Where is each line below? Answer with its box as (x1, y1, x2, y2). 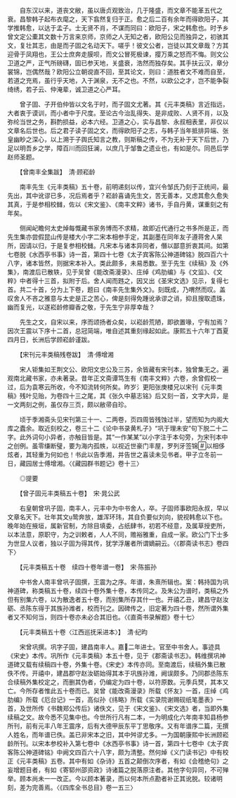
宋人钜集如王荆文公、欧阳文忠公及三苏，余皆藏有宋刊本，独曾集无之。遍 (19, 365, 229, 374)
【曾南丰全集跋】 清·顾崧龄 (19, 168, 96, 176)
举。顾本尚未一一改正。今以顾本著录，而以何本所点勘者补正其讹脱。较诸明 (7, 775, 223, 783)
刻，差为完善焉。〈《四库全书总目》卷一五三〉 (7, 783, 137, 792)
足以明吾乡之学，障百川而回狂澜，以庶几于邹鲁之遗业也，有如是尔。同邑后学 (7, 144, 229, 152)
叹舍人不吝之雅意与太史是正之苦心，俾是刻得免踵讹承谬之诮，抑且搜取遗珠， (7, 294, 229, 302)
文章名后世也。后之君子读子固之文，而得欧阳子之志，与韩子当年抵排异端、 (7, 126, 223, 135)
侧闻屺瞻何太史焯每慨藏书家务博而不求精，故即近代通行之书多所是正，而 (19, 224, 229, 232)
